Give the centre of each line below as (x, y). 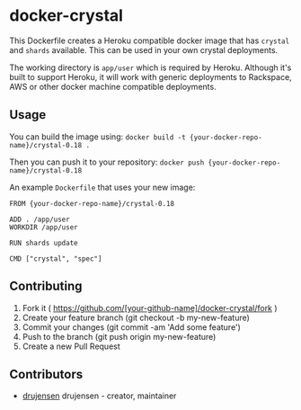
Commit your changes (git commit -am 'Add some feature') (131, 327)
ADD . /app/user (40, 219)
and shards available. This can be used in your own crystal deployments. (144, 49)
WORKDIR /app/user (44, 227)
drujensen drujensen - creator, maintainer (99, 396)
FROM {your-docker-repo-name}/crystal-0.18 (92, 203)
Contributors (46, 374)
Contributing (46, 286)
